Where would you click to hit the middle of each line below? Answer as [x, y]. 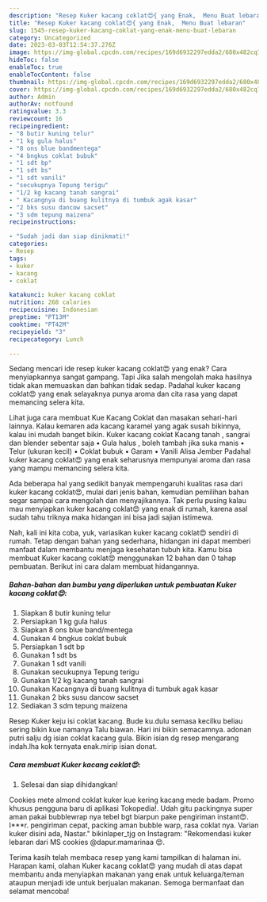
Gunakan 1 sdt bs [49, 655]
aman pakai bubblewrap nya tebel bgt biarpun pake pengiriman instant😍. [129, 817]
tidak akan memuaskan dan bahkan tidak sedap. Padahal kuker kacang [125, 386]
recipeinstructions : [43, 222]
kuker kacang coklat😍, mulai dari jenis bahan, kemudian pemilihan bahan [129, 492]
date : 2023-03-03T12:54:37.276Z [62, 45]
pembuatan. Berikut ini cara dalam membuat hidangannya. [104, 566]
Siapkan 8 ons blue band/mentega [76, 630]
